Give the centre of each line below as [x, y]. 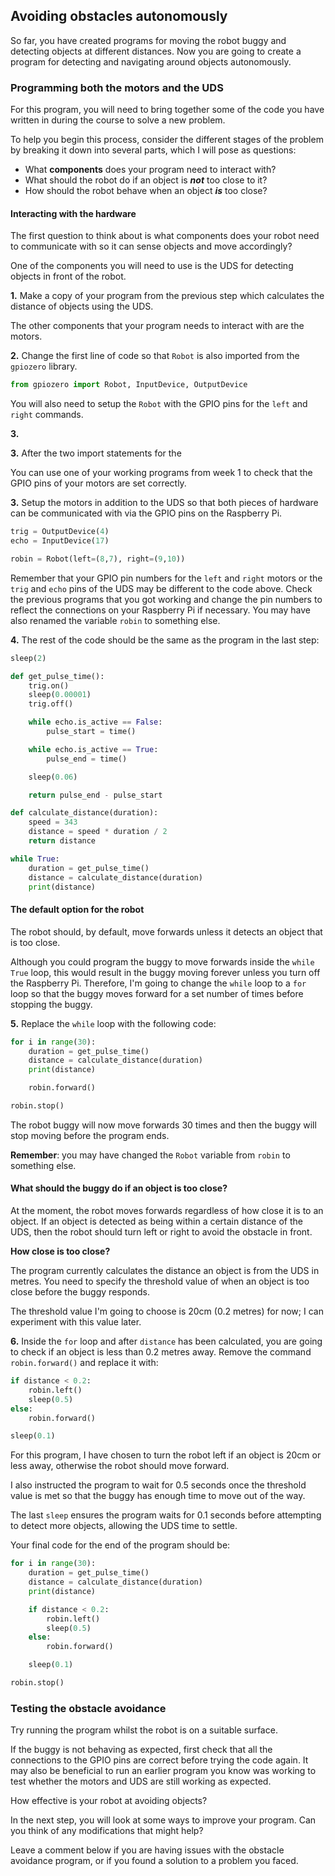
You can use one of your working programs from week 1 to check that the [161, 473]
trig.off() [51, 704]
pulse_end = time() [87, 759]
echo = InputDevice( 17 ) [60, 541]
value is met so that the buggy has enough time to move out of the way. [158, 1496]
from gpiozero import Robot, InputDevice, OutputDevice [129, 385]
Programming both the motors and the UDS [117, 87]
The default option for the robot [77, 910]
